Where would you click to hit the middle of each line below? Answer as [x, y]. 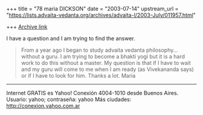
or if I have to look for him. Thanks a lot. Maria [78, 76]
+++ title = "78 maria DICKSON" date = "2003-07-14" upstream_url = [92, 9]
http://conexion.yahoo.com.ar [43, 106]
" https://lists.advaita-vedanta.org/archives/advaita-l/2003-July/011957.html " [101, 15]
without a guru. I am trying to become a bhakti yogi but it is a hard [103, 56]
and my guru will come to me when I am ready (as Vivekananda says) [108, 69]
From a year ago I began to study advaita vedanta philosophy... [99, 50]
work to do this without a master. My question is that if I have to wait [106, 63]
